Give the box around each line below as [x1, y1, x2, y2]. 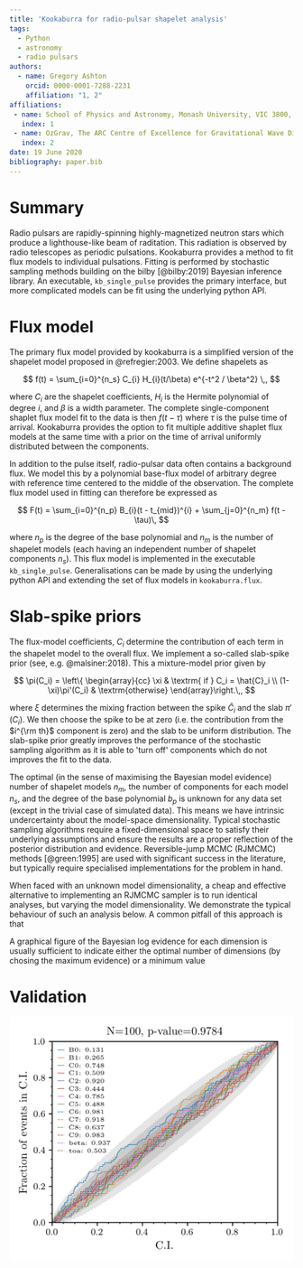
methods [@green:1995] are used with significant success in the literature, [9, 853, 286, 863]
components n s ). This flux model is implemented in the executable [9, 554, 255, 566]
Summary [9, 197, 84, 218]
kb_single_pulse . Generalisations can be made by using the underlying [9, 565, 273, 576]
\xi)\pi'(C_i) [48, 685, 89, 695]
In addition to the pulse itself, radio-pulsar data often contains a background [9, 459, 292, 470]
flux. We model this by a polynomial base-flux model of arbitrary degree [9, 468, 277, 479]
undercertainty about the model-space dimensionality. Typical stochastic [9, 814, 281, 825]
